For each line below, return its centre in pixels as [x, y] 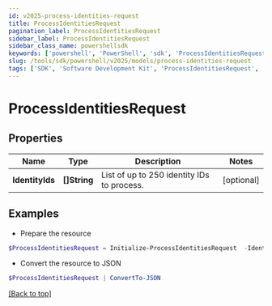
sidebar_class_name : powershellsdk [68, 46]
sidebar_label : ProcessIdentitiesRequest [79, 38]
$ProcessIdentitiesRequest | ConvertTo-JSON [85, 278]
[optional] [241, 180]
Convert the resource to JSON [70, 263]
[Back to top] [30, 294]
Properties [36, 138]
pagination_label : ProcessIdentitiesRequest [85, 31]
